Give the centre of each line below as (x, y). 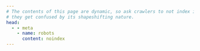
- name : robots (36, 33)
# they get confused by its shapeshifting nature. (70, 17)
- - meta (22, 28)
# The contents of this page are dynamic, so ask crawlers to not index (98, 11)
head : (13, 22)
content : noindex (43, 39)
